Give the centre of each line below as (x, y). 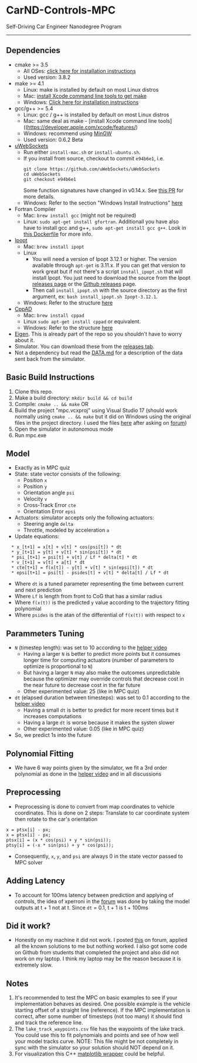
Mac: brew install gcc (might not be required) (80, 215)
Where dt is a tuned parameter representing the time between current (99, 584)
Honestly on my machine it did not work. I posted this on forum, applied (101, 940)
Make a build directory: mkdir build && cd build (73, 398)
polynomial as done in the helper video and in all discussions (88, 774)
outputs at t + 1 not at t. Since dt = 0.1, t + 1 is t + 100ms (81, 907)
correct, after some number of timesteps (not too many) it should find (98, 1017)
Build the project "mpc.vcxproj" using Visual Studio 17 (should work (96, 410)
